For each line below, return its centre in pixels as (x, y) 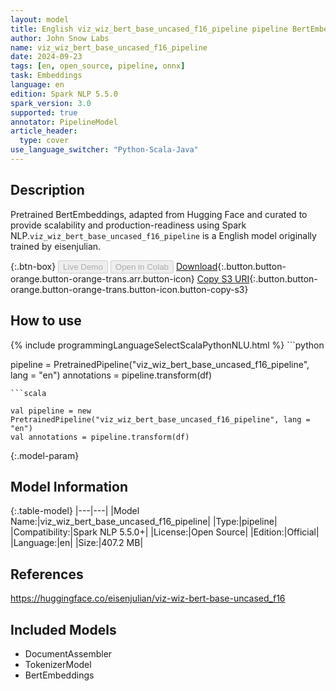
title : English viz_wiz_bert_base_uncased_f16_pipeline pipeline (149, 29)
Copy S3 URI (223, 278)
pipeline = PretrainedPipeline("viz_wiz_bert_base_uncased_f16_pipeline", (160, 364)
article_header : (44, 131)
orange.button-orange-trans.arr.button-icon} (102, 278)
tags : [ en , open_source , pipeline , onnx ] (98, 66)
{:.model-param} (45, 455)
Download (196, 266)
